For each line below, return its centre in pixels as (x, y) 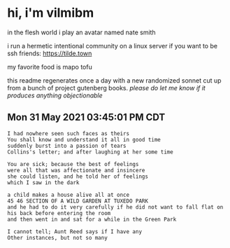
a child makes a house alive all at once (69, 195)
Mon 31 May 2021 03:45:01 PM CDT (86, 117)
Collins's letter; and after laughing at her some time (90, 152)
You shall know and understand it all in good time (84, 139)
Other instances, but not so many (58, 237)
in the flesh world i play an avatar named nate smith (81, 32)
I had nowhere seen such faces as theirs (69, 133)
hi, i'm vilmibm (51, 13)
